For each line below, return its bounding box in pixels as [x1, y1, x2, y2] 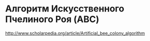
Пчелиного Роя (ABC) [5, 13, 100, 25]
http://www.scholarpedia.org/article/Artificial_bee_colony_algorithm [5, 30, 145, 36]
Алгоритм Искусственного [5, 3, 125, 14]
